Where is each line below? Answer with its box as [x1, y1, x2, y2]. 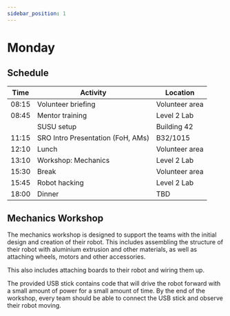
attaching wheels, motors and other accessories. [7, 253, 146, 261]
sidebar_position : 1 [7, 10, 67, 17]
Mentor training [36, 110, 87, 120]
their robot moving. [7, 302, 62, 310]
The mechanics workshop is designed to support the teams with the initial [7, 230, 217, 239]
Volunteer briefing [36, 99, 96, 109]
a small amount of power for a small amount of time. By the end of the [7, 287, 205, 295]
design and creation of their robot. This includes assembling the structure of [7, 238, 224, 246]
